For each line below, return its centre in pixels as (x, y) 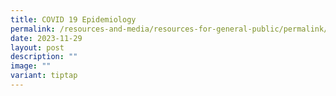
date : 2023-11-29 (46, 38)
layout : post (37, 47)
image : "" (31, 66)
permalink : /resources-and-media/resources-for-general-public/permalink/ (169, 29)
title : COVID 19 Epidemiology (73, 19)
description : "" (44, 57)
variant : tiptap (44, 76)
